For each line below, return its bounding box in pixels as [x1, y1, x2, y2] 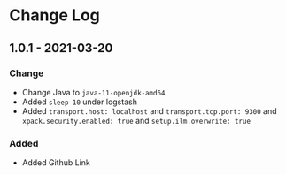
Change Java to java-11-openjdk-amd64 [21, 87, 166, 97]
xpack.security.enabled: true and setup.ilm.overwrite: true [21, 115, 251, 126]
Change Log [9, 5, 100, 26]
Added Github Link [21, 157, 91, 168]
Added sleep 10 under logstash [21, 96, 137, 107]
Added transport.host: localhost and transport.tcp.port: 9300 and [21, 105, 277, 116]
